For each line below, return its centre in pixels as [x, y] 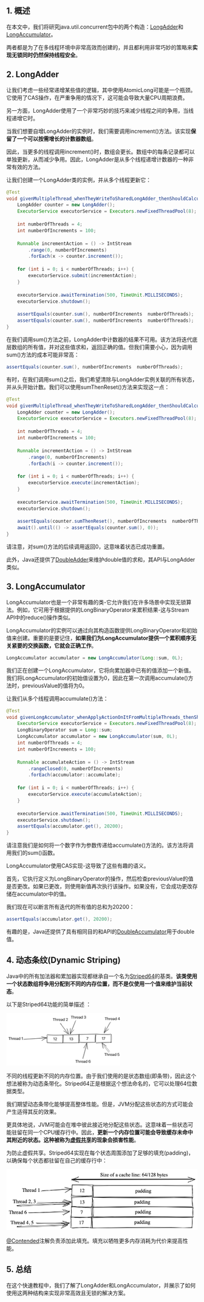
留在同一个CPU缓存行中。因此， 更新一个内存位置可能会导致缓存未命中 [105, 1132]
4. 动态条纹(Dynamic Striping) [63, 961]
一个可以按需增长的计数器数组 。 [57, 138]
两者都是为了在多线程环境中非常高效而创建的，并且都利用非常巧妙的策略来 [99, 47]
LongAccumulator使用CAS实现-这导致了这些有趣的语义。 [78, 866]
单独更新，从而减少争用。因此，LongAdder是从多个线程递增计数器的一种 [97, 159]
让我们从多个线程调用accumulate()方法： [57, 698]
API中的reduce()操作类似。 [40, 617]
